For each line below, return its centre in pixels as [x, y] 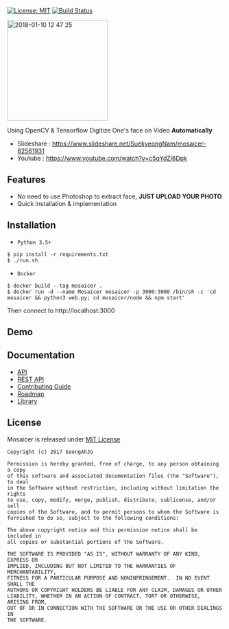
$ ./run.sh [23, 260]
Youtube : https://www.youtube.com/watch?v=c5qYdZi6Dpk [102, 158]
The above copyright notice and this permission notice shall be [102, 530]
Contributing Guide [44, 386]
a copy [16, 470]
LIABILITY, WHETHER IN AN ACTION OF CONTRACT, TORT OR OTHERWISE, [104, 596]
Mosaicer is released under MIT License [64, 439]
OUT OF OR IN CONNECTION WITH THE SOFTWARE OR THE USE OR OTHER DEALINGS [115, 608]
